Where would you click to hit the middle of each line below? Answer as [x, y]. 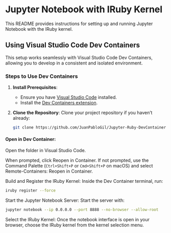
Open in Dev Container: [31, 139]
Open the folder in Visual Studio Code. [46, 151]
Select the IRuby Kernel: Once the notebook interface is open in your [77, 219]
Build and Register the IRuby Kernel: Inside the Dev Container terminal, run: [84, 181]
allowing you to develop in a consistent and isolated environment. [74, 63]
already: [21, 118]
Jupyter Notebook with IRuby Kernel [84, 9]
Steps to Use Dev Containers [42, 76]
